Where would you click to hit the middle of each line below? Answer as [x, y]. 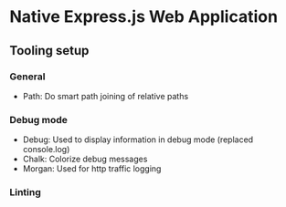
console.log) [46, 150]
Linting [25, 192]
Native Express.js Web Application [144, 17]
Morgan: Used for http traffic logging [92, 169]
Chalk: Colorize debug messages [85, 159]
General [27, 77]
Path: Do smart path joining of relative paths [106, 96]
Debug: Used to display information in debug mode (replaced [138, 140]
